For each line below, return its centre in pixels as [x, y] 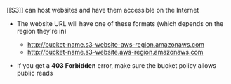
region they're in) [42, 31]
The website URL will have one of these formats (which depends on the [120, 23]
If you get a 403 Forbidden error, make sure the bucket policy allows [117, 65]
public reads [35, 73]
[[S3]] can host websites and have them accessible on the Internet [103, 10]
